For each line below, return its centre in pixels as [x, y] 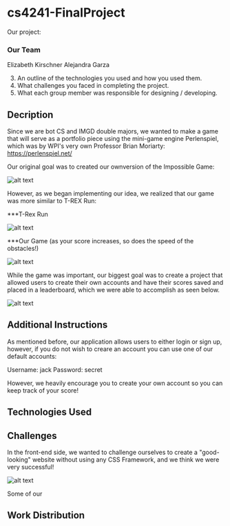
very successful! [31, 467]
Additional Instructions [57, 325]
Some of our [25, 494]
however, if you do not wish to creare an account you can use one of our [110, 349]
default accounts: [32, 356]
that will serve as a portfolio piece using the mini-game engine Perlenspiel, [113, 139]
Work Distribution [46, 515]
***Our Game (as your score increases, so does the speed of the [101, 241]
